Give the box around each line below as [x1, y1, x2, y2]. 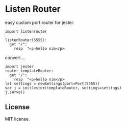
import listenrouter [5, 29, 48, 34]
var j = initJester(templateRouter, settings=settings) [5, 85, 122, 90]
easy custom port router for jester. [5, 20, 75, 25]
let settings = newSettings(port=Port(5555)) [5, 81, 100, 86]
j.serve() [5, 89, 25, 95]
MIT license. [5, 116, 30, 122]
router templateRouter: [5, 68, 54, 73]
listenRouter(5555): [5, 38, 48, 42]
